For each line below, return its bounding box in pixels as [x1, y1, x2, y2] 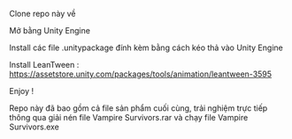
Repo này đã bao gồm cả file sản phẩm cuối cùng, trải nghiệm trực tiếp [9, 103, 268, 113]
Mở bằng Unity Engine [9, 26, 91, 35]
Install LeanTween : [9, 60, 80, 69]
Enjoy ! [9, 86, 35, 96]
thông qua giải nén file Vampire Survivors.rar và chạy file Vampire [9, 113, 249, 122]
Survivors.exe [9, 121, 60, 132]
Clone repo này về [9, 9, 76, 18]
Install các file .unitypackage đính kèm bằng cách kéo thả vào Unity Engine [9, 42, 283, 53]
